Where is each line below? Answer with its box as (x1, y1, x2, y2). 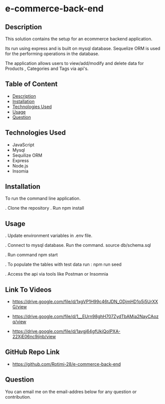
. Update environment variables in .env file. (5, 232, 92, 238)
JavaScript (12, 142, 35, 148)
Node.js (12, 163, 29, 169)
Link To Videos (5, 286, 52, 294)
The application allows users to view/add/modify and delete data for (5, 60, 144, 66)
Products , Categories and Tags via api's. (5, 65, 89, 71)
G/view (12, 304, 27, 310)
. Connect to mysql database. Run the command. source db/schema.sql (5, 242, 151, 248)
